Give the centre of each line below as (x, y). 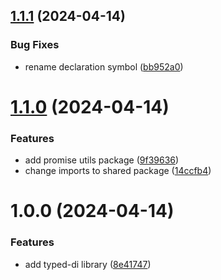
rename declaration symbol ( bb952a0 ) (104, 66)
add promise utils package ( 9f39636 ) (102, 160)
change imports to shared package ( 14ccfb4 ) (118, 171)
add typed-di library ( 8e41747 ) (88, 264)
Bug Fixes (35, 45)
